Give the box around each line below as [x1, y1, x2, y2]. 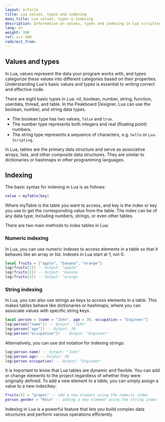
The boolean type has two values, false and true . [12, 116, 113, 122]
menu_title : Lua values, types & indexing [5, 16, 93, 21]
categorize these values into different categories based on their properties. [5, 76, 157, 82]
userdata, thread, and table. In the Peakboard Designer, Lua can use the [5, 101, 151, 107]
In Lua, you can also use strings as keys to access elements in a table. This [5, 297, 157, 303]
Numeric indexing [5, 235, 49, 242]
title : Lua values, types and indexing [5, 12, 87, 17]
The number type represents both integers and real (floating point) [12, 121, 147, 127]
